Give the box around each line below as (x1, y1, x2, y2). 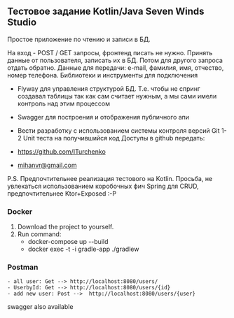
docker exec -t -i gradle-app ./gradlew (27, 245, 139, 254)
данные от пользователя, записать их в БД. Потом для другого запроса (7, 56, 223, 64)
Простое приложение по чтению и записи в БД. (7, 35, 151, 43)
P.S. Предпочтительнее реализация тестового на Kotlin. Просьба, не (7, 174, 213, 182)
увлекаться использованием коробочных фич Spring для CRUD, (7, 182, 199, 190)
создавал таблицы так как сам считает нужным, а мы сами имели (17, 92, 217, 100)
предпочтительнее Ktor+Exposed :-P (7, 189, 117, 198)
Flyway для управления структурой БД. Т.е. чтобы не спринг (17, 84, 201, 93)
